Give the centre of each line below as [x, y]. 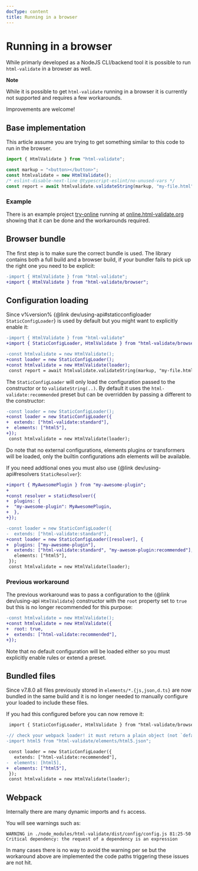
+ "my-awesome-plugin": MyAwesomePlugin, [59, 507]
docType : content [27, 11]
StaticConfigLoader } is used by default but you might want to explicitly [92, 321]
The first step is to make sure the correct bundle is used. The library [89, 253]
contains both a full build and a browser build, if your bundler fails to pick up [99, 259]
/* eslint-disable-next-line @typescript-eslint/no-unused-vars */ [91, 180]
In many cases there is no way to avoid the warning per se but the [86, 850]
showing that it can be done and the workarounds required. [78, 220]
